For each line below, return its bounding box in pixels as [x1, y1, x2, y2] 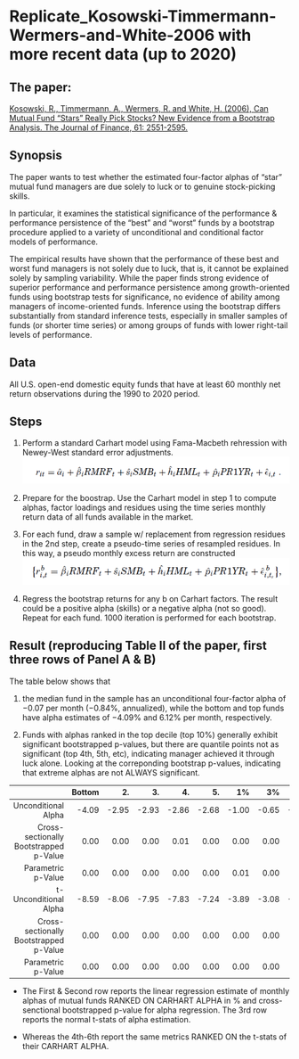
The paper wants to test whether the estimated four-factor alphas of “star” [9, 171, 283, 182]
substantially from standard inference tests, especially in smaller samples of [9, 310, 287, 321]
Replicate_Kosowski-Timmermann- [9, 6, 277, 27]
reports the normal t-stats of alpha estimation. [21, 1014, 191, 1025]
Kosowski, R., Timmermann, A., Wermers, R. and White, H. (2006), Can [9, 103, 269, 113]
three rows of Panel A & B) [9, 653, 157, 668]
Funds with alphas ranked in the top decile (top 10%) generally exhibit [21, 729, 279, 740]
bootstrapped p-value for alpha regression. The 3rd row [61, 1005, 267, 1015]
